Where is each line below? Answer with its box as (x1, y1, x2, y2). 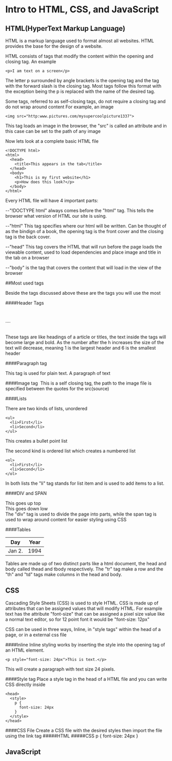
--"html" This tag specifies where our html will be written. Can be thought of (5, 223, 167, 229)
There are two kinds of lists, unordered (5, 405, 88, 411)
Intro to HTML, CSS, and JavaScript (5, 4, 159, 15)
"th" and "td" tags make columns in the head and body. (5, 571, 122, 577)
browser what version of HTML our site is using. (5, 213, 107, 219)
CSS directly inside (5, 681, 46, 688)
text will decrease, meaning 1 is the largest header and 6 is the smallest (5, 345, 156, 351)
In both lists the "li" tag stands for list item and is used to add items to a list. (5, 480, 165, 486)
